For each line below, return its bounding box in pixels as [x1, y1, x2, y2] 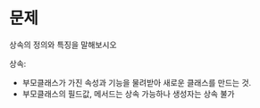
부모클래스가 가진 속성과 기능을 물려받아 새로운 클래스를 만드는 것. [21, 77, 252, 87]
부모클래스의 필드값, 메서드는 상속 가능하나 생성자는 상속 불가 [21, 88, 235, 99]
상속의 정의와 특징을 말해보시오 [9, 39, 118, 50]
